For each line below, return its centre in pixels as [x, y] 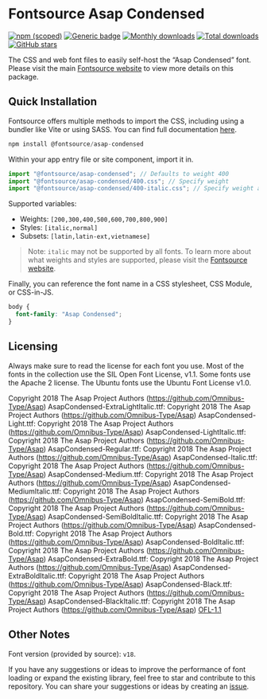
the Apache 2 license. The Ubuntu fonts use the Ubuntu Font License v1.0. [130, 382]
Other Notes [39, 635]
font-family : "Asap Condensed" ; [69, 314]
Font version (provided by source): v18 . [72, 654]
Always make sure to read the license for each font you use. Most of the [126, 365]
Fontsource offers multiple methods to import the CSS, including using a [126, 121]
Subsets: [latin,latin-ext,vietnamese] [85, 236]
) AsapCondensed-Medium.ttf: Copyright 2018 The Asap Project [149, 474]
